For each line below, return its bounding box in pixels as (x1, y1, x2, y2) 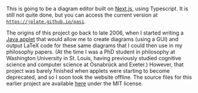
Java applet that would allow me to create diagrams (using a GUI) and (6, 36, 179, 42)
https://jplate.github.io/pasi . (6, 18, 86, 24)
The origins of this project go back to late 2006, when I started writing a (6, 29, 184, 36)
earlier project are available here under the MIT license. (6, 80, 143, 87)
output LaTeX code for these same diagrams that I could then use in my (6, 42, 183, 49)
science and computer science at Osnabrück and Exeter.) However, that (6, 61, 184, 68)
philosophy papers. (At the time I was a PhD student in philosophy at (6, 48, 175, 55)
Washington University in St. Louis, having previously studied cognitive (6, 55, 182, 61)
